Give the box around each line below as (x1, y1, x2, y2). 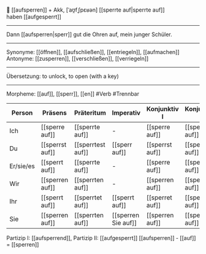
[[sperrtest (74, 140, 105, 148)
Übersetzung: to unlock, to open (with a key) (6, 72, 120, 80)
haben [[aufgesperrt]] (6, 13, 61, 20)
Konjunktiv (146, 105, 179, 113)
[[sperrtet (74, 193, 102, 202)
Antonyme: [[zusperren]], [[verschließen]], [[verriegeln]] (6, 55, 149, 62)
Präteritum (74, 109, 106, 117)
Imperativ (112, 109, 141, 117)
